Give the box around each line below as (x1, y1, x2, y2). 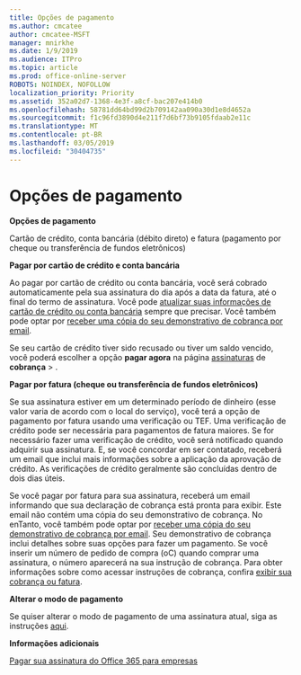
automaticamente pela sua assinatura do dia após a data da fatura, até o (9, 287, 277, 298)
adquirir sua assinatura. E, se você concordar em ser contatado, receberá (9, 444, 282, 455)
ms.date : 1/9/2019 (9, 47, 78, 56)
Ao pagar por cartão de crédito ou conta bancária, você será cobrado (9, 277, 268, 288)
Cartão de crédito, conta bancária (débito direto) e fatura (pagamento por (9, 233, 281, 244)
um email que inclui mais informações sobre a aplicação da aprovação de (9, 453, 281, 464)
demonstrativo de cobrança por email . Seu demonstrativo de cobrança (9, 528, 271, 539)
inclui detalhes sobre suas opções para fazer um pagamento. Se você (9, 537, 268, 548)
